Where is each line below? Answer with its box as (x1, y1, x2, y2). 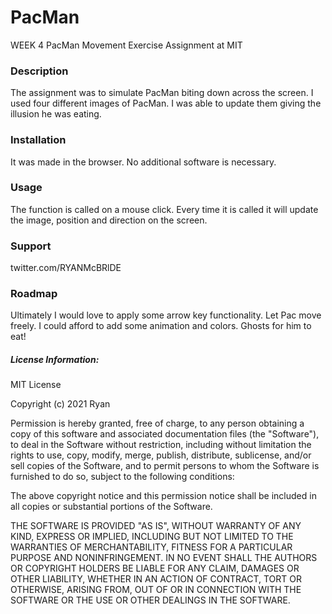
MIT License (10, 379, 62, 391)
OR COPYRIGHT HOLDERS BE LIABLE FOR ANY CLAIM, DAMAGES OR (10, 562, 300, 575)
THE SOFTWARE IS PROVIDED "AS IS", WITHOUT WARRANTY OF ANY (10, 520, 302, 532)
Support (10, 239, 52, 253)
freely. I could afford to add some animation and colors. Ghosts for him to (10, 320, 312, 332)
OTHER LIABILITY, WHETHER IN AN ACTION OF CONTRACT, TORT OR (10, 573, 302, 585)
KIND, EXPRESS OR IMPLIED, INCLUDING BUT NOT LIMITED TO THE (10, 531, 294, 543)
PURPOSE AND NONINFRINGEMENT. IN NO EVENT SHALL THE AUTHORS (10, 552, 318, 564)
